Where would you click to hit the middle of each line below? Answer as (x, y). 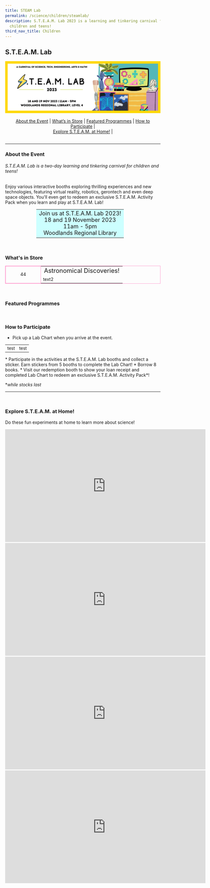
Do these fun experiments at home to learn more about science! (70, 422)
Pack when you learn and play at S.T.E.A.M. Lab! (54, 202)
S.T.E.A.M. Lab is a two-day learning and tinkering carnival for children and (82, 166)
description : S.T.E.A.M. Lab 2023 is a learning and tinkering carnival (81, 21)
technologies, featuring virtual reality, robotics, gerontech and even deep (79, 192)
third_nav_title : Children (33, 31)
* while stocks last (23, 384)
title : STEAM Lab (23, 10)
